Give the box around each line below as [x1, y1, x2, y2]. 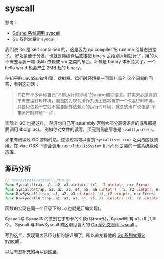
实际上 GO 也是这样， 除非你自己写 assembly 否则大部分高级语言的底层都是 [5, 120, 157, 126]
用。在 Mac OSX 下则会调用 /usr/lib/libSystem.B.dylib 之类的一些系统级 [5, 142, 154, 149]
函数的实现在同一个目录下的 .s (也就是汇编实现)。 [5, 205, 104, 211]
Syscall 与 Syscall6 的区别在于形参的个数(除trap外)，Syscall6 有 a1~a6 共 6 [5, 216, 156, 222]
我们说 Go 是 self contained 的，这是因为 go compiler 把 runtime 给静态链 [5, 46, 153, 52]
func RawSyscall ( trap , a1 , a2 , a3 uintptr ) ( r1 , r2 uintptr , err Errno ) [5, 191, 156, 197]
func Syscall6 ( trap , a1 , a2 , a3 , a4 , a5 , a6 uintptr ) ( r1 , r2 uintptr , [5, 187, 154, 192]
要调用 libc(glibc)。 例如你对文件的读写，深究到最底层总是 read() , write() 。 [5, 126, 157, 132]
